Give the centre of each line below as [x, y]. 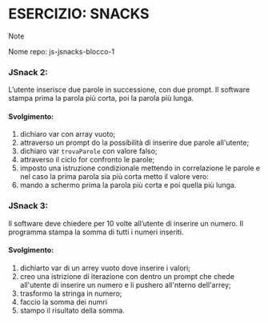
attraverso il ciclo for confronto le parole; [87, 160]
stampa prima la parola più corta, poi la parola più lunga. [101, 98]
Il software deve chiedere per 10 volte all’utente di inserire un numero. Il [126, 223]
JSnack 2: [28, 72]
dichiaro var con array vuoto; [68, 134]
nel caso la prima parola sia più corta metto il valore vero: [114, 177]
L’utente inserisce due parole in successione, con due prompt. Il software [129, 90]
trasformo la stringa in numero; [71, 293]
